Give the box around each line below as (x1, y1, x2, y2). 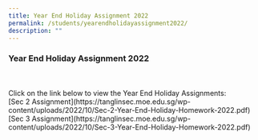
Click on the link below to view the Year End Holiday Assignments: (8, 88, 227, 98)
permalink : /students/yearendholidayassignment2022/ (8, 19, 188, 27)
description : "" (8, 26, 62, 34)
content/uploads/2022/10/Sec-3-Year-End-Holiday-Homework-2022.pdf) (8, 122, 251, 132)
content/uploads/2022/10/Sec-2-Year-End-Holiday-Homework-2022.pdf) (8, 105, 251, 114)
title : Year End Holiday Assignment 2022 (8, 11, 149, 20)
